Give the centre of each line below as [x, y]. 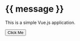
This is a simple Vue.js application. [40, 22]
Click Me [16, 32]
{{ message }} [35, 9]
